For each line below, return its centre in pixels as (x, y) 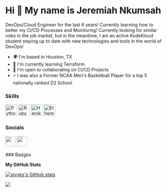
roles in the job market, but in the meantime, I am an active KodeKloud (79, 35)
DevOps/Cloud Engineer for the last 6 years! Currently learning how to (79, 25)
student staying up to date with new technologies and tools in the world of (83, 41)
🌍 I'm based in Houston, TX (43, 56)
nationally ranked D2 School (43, 83)
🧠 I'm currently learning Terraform (49, 64)
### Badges (18, 155)
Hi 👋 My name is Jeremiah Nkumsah (83, 11)
